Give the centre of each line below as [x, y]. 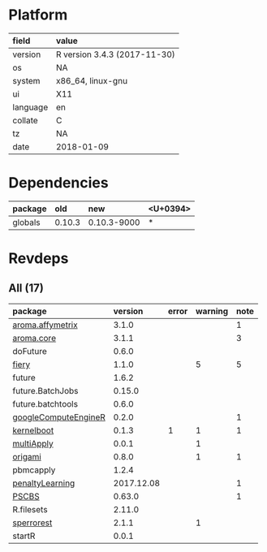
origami [27, 456]
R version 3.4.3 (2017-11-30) [116, 54]
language [30, 107]
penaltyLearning [44, 483]
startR [24, 536]
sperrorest [32, 523]
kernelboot [33, 430]
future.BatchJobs [45, 390]
